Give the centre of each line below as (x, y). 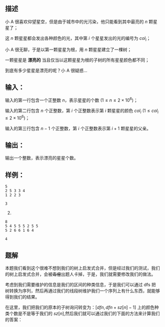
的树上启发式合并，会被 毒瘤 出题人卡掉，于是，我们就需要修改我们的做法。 (80, 274)
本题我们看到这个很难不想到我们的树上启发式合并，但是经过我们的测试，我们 (82, 268)
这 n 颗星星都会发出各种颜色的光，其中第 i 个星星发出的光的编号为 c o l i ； (78, 39)
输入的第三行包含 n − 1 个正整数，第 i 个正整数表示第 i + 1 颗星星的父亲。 (78, 128)
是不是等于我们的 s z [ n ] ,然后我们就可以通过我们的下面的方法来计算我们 (89, 313)
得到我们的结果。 (22, 297)
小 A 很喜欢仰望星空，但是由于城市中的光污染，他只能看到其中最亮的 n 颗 (79, 22)
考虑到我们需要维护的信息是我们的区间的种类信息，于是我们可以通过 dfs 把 (81, 284)
